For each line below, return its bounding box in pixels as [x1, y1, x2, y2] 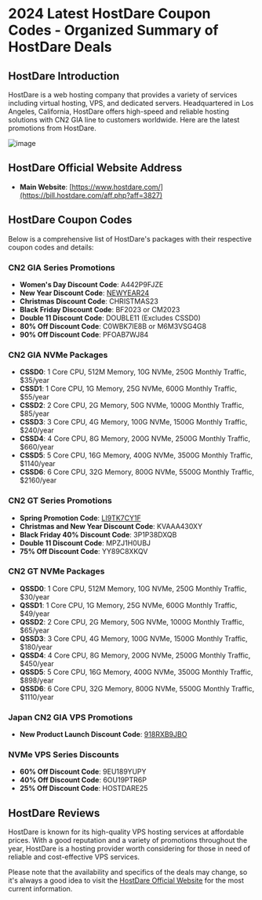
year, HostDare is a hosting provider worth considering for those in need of [8, 844, 251, 854]
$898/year [19, 676, 54, 685]
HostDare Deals [8, 38, 112, 56]
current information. [8, 884, 73, 894]
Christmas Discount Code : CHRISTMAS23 [19, 296, 158, 306]
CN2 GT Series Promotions [8, 495, 112, 506]
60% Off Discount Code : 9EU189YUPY [19, 767, 147, 777]
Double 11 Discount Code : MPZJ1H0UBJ [19, 538, 151, 548]
